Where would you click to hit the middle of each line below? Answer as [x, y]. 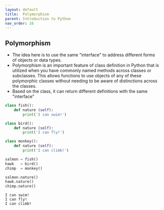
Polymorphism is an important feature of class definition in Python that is [85, 65]
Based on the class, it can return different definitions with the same [80, 92]
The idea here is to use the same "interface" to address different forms [83, 55]
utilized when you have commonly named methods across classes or [82, 70]
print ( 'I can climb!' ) [46, 151]
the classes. [24, 86]
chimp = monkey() [24, 168]
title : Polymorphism [27, 14]
